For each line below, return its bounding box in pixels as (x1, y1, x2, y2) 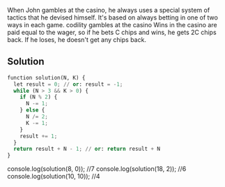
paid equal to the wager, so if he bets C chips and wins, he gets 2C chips (7, 28, 217, 36)
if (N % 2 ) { (20, 93, 58, 100)
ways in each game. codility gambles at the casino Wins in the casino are (7, 21, 217, 29)
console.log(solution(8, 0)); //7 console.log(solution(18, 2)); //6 (7, 165, 187, 173)
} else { (20, 107, 45, 114)
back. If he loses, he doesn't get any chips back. (7, 36, 146, 44)
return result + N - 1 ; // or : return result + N (13, 146, 160, 153)
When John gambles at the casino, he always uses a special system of (7, 6, 210, 14)
